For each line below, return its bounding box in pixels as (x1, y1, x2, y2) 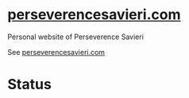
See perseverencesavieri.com (7, 47, 105, 57)
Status (7, 76, 52, 93)
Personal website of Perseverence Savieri (7, 32, 145, 41)
